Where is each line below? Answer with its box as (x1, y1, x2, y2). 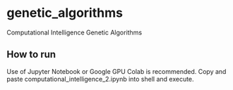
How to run (6, 49, 56, 60)
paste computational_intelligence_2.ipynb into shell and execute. (6, 75, 195, 83)
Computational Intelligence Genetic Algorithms (6, 28, 143, 37)
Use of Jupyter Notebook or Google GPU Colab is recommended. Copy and (6, 67, 227, 75)
